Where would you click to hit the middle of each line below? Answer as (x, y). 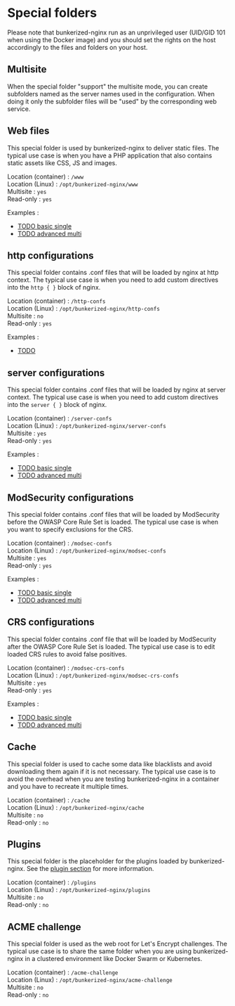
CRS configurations (51, 623)
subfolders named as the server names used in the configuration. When (111, 93)
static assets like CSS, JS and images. (62, 162)
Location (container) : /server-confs (60, 418)
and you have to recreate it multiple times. (68, 786)
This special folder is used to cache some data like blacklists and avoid (110, 763)
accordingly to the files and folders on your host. (78, 47)
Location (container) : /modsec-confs (60, 543)
